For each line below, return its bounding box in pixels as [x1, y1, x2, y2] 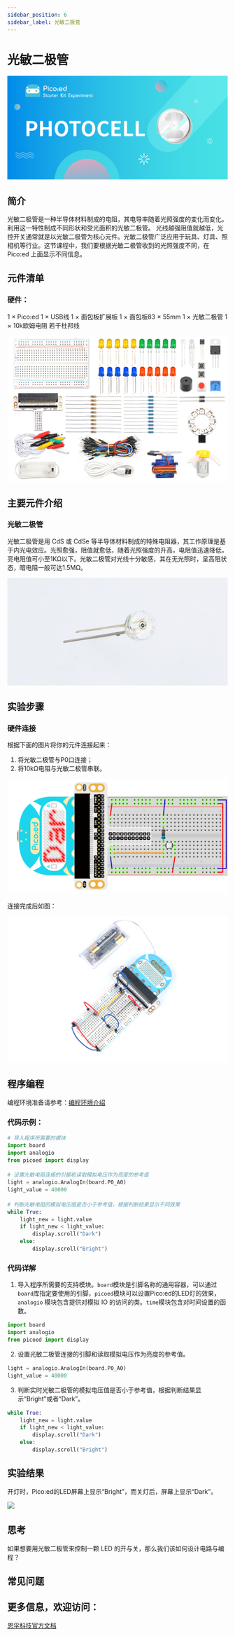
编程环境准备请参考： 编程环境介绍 [7, 1098, 106, 1107]
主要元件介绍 [7, 497, 63, 509]
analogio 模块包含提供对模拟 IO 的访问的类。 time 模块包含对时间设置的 [17, 1298, 220, 1306]
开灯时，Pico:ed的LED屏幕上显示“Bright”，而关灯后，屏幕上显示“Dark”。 [7, 1487, 218, 1495]
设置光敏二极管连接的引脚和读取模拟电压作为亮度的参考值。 [17, 1350, 190, 1358]
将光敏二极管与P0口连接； [17, 756, 93, 764]
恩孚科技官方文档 [7, 1621, 57, 1630]
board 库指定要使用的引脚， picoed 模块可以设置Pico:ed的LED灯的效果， [17, 1289, 220, 1298]
